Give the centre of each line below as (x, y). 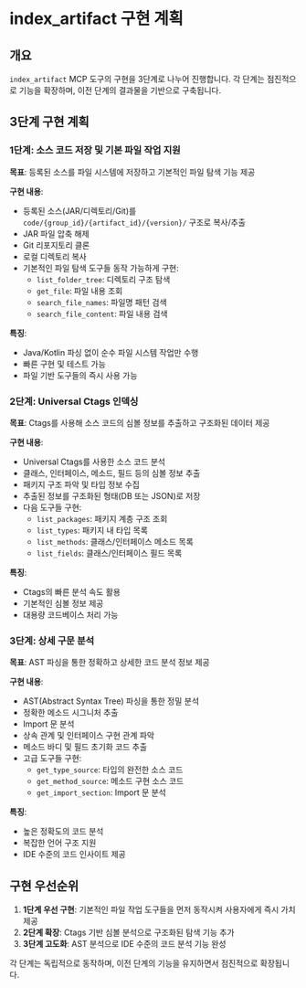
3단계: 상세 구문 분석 (52, 641)
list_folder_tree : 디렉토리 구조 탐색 (103, 279)
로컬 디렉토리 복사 (54, 256)
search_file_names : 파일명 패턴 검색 (101, 302)
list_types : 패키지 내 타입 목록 (92, 530)
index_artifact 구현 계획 (97, 19)
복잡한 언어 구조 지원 (59, 843)
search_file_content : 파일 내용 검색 (102, 313)
